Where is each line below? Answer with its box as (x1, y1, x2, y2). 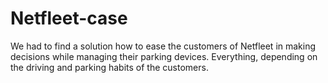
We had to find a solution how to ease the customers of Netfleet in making (10, 40, 317, 52)
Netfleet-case (10, 7, 128, 30)
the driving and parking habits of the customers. (10, 61, 209, 73)
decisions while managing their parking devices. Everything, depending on (10, 50, 318, 62)
